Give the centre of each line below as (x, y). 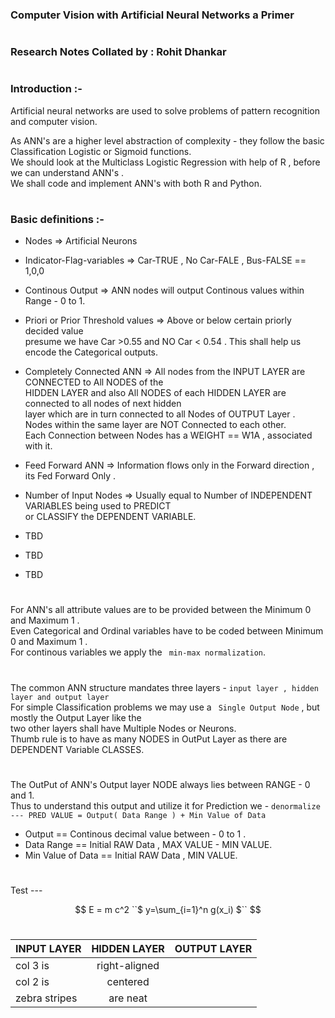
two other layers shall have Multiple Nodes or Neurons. (123, 728)
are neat (128, 998)
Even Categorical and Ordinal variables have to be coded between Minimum (167, 631)
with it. (38, 446)
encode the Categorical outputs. (91, 352)
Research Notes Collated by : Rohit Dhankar (118, 52)
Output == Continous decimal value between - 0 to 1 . (135, 834)
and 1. (22, 795)
